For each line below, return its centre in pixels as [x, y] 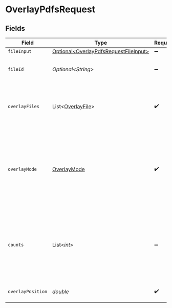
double [60, 292]
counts [16, 245]
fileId [16, 69]
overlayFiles [24, 106]
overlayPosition [28, 291]
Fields [15, 28]
